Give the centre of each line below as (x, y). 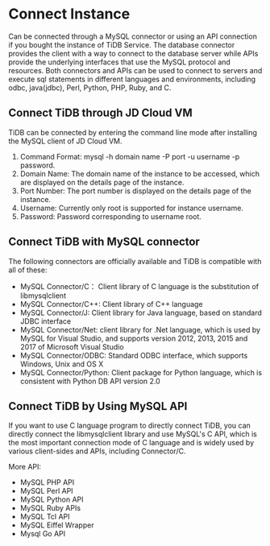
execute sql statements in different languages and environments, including (132, 79)
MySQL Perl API (47, 491)
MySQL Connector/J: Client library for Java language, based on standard (141, 312)
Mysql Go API (43, 534)
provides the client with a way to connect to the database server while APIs (133, 53)
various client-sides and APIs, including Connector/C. (97, 451)
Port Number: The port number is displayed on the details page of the (135, 191)
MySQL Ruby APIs (50, 508)
